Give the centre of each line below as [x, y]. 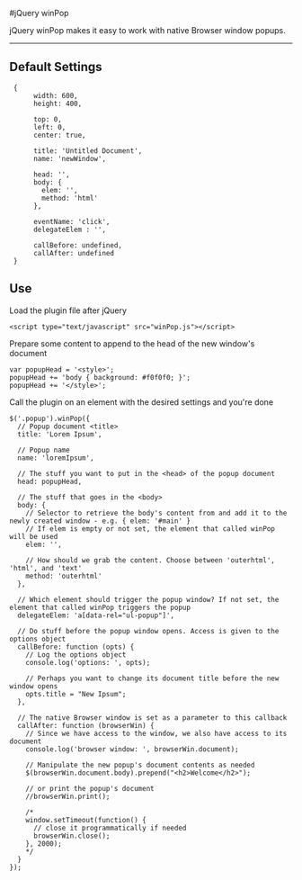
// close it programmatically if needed [110, 828]
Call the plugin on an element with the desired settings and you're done [142, 402]
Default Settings [56, 67]
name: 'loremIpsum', [56, 458]
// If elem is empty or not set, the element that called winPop [151, 529]
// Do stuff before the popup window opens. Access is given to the [148, 631]
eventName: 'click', [71, 221]
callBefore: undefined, [78, 245]
